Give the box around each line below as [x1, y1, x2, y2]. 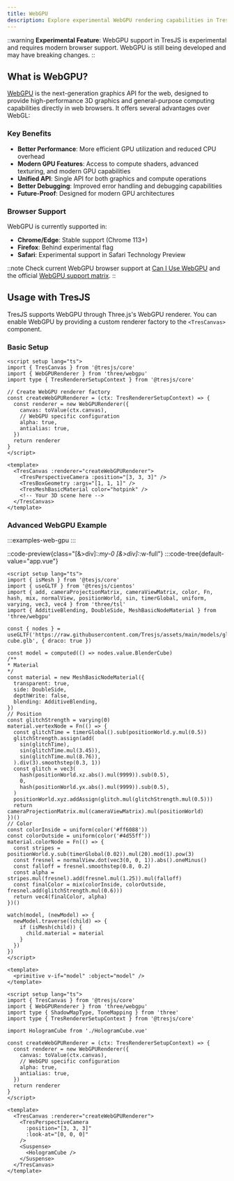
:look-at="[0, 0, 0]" [25, 1131, 89, 1139]
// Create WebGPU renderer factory [7, 389, 111, 396]
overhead [17, 152, 45, 160]
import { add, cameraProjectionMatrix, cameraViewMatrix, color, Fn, [7, 589, 214, 596]
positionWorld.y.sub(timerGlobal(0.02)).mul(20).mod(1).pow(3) [7, 851, 195, 858]
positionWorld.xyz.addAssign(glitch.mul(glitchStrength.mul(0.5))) [13, 796, 214, 803]
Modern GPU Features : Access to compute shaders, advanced [17, 159, 198, 168]
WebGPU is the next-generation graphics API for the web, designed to [7, 89, 209, 97]
